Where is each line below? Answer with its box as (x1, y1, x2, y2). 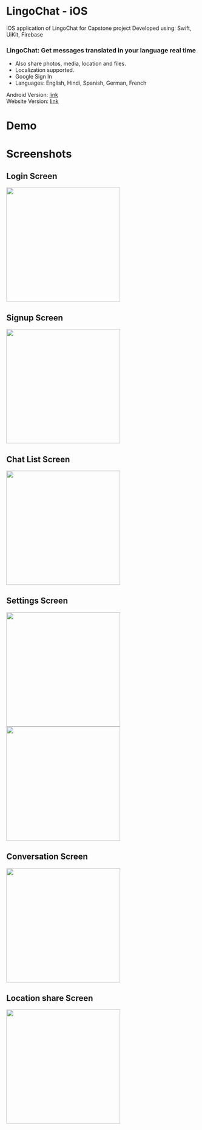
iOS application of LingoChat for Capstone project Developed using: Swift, (6, 24, 192, 32)
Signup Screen (6, 313, 64, 323)
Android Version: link (6, 91, 59, 99)
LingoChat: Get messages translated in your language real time (6, 46, 196, 54)
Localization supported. (15, 66, 75, 74)
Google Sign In (15, 73, 53, 80)
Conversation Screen (6, 852, 88, 862)
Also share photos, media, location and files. (15, 60, 126, 68)
